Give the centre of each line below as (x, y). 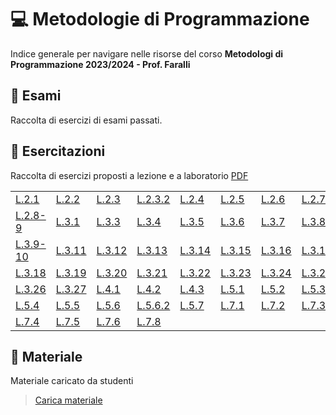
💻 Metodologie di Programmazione (160, 19)
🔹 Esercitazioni (58, 151)
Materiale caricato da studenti (72, 381)
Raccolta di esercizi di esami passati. (86, 120)
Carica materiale (68, 400)
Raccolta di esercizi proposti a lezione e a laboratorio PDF (129, 175)
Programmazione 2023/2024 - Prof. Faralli (100, 64)
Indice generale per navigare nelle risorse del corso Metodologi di (147, 53)
